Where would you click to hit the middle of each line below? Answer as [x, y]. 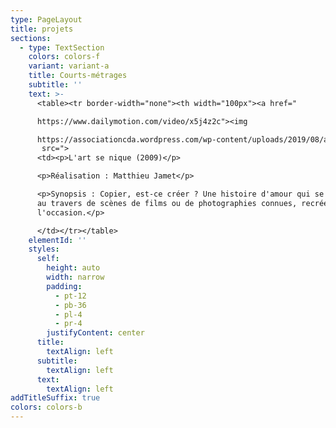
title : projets [42, 29]
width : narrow [75, 277]
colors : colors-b [46, 407]
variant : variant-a [69, 66]
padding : [64, 286]
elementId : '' [57, 240]
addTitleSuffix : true [55, 398]
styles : [44, 249]
